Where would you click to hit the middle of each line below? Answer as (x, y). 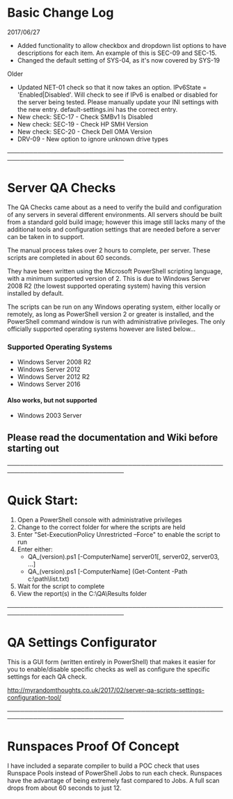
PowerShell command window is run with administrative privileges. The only (116, 321)
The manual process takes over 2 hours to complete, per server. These (109, 250)
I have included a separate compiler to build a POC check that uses (103, 766)
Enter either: (35, 549)
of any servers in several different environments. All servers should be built (115, 214)
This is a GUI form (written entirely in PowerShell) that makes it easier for (111, 662)
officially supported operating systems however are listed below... (102, 329)
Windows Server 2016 (49, 385)
